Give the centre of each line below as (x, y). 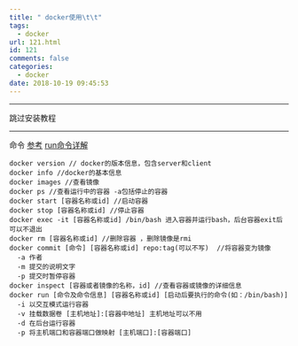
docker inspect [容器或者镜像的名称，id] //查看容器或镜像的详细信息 (125, 285)
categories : (31, 67)
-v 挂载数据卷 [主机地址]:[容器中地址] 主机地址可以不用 (110, 314)
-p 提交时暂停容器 (47, 276)
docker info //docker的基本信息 (66, 173)
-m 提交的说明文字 (47, 266)
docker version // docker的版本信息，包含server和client (110, 163)
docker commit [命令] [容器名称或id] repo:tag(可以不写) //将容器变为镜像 (140, 248)
